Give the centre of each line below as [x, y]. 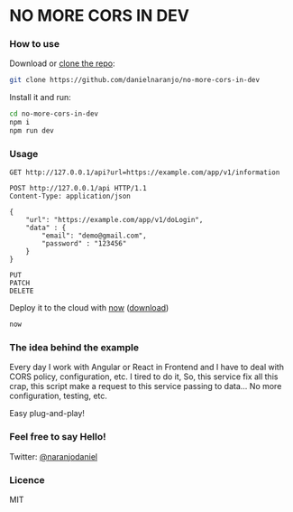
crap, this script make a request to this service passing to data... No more [146, 386]
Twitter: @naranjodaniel [53, 456]
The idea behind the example [74, 348]
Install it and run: [41, 98]
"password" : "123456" [84, 244]
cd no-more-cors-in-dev [54, 114]
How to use [35, 44]
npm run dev [32, 131]
